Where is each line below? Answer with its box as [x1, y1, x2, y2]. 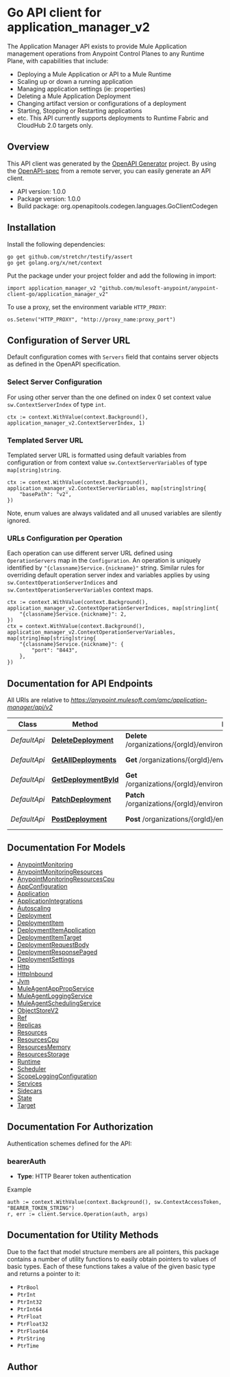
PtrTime [16, 1342, 39, 1350]
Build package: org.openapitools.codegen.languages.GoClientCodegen [16, 201, 218, 210]
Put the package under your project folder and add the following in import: [7, 271, 217, 280]
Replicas [16, 1020, 42, 1029]
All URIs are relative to [7, 696, 70, 704]
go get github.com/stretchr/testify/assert [7, 253, 133, 260]
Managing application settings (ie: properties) [16, 85, 146, 93]
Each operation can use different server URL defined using [7, 549, 173, 557]
